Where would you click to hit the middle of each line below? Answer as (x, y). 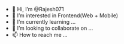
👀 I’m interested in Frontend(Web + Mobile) (65, 15)
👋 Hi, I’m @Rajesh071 (38, 9)
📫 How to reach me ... (40, 35)
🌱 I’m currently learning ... (44, 22)
